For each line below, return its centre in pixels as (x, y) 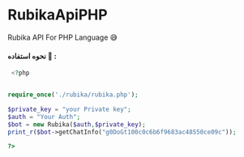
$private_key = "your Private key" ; (69, 109)
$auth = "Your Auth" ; (44, 117)
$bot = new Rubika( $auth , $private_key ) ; (77, 124)
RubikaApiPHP (58, 15)
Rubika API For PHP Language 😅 (63, 37)
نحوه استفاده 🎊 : (32, 56)
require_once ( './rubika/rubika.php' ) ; (73, 95)
